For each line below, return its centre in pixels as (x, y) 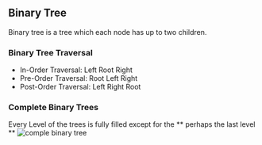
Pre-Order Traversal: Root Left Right (79, 78)
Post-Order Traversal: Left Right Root (80, 87)
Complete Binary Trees (54, 108)
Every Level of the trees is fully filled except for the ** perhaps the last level (132, 124)
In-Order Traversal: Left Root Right (76, 70)
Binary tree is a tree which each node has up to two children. (108, 32)
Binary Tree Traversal (50, 52)
